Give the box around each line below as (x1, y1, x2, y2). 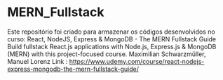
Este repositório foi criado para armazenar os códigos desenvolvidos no (7, 27, 215, 36)
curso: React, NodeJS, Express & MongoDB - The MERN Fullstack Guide (7, 34, 216, 43)
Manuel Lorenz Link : (7, 57, 68, 65)
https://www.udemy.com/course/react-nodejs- (69, 57, 205, 65)
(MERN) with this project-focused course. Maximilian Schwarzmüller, (7, 50, 206, 58)
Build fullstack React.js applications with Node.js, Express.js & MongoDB (7, 42, 217, 51)
